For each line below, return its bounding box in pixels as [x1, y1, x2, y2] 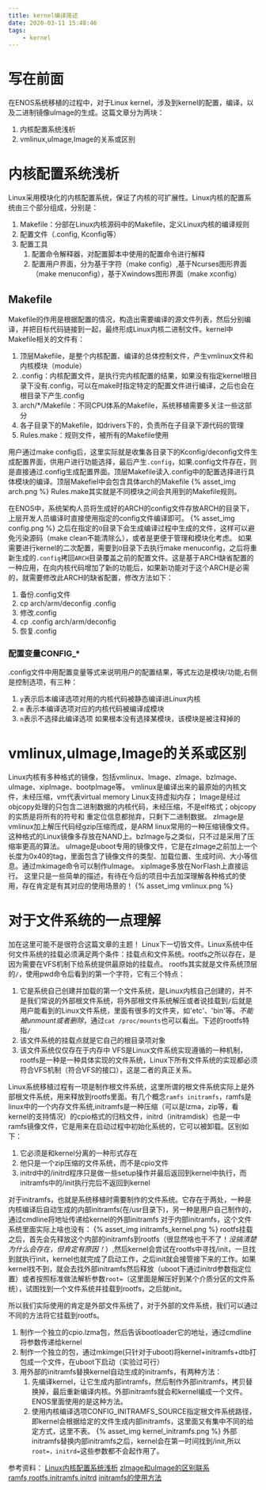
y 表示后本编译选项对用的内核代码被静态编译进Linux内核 [19, 694, 201, 704]
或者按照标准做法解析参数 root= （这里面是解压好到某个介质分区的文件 [21, 1274, 248, 1283]
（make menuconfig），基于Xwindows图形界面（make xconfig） [31, 269, 241, 279]
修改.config [19, 607, 57, 618]
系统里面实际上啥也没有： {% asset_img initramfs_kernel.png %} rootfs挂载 [8, 1225, 253, 1234]
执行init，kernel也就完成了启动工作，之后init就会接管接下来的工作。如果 [21, 1254, 256, 1264]
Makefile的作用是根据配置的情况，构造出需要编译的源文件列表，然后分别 [8, 314, 245, 324]
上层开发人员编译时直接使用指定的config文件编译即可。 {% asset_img [8, 513, 235, 523]
